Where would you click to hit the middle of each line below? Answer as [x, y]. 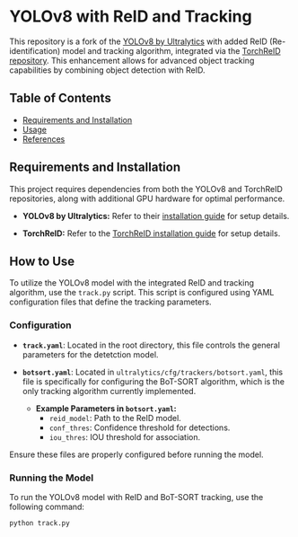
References [44, 139]
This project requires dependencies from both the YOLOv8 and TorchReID [146, 189]
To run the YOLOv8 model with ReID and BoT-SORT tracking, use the [136, 497]
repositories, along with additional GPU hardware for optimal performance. [147, 198]
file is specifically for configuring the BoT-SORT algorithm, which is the [153, 381]
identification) [35, 50]
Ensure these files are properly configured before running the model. [136, 454]
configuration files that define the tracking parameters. [111, 302]
